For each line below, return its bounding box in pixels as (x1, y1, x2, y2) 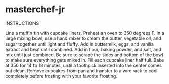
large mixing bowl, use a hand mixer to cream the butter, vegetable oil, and (5, 35, 161, 41)
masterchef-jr (5, 4, 65, 15)
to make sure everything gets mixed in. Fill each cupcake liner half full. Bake (5, 57, 164, 63)
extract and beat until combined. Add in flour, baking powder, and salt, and (5, 46, 161, 52)
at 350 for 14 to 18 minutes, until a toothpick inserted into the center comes (5, 62, 162, 68)
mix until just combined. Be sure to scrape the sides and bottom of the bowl (5, 52, 163, 58)
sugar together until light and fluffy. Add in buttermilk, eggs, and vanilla (5, 40, 154, 47)
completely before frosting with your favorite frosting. (5, 73, 118, 79)
